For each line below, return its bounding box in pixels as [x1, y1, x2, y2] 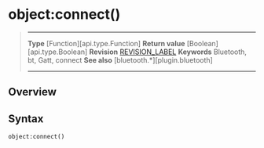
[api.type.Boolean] [27, 47, 88, 56]
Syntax [8, 112, 44, 125]
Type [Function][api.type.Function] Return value [27, 38, 185, 48]
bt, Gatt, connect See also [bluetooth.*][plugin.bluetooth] [27, 55, 214, 64]
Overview [8, 85, 57, 99]
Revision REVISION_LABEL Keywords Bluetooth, [89, 47, 247, 56]
